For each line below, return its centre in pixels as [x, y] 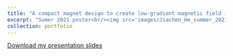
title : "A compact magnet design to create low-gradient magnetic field [114, 13]
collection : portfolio [40, 26]
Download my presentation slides [55, 46]
